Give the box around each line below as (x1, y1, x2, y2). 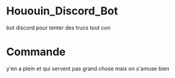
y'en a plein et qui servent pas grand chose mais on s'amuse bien (6, 65, 170, 72)
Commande (6, 45, 66, 59)
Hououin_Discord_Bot (6, 4, 118, 18)
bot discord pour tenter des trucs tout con (6, 24, 110, 31)
